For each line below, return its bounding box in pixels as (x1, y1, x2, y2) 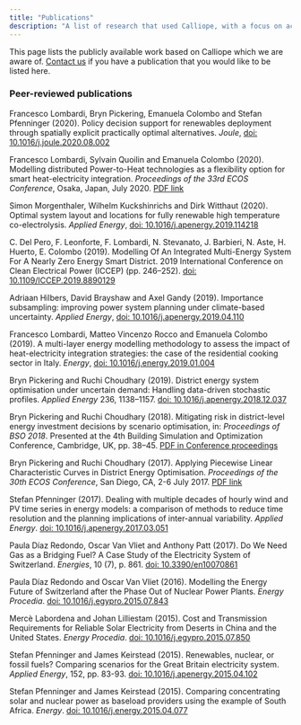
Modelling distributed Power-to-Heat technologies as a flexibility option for (9, 164, 285, 174)
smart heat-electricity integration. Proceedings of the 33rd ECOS (9, 172, 249, 184)
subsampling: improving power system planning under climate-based (9, 302, 265, 313)
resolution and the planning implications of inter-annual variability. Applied (9, 513, 284, 524)
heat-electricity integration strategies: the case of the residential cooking (9, 348, 279, 358)
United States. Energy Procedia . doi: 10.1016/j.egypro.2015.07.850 (9, 632, 251, 642)
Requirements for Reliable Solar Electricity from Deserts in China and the (9, 622, 278, 633)
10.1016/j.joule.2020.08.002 (9, 137, 110, 147)
